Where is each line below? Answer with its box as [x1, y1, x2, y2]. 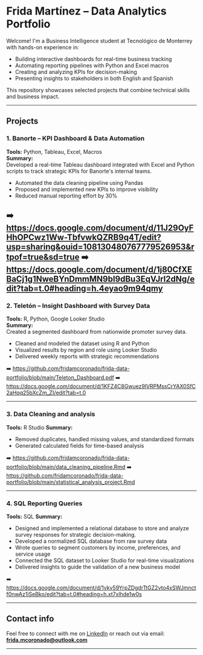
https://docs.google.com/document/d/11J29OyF [6, 223, 194, 233]
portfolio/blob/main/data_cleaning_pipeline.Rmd [6, 463, 126, 470]
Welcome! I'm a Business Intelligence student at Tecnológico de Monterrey [6, 37, 193, 44]
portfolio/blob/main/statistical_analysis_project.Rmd [6, 478, 135, 485]
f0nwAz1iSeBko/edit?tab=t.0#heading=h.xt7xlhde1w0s [6, 590, 142, 597]
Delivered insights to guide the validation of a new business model [14, 563, 180, 570]
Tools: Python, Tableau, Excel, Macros [6, 148, 103, 155]
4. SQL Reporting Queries [6, 499, 83, 507]
